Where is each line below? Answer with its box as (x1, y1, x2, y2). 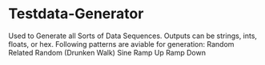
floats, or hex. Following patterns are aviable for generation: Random (8, 39, 235, 48)
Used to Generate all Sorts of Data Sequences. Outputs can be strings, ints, (8, 31, 258, 40)
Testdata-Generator (8, 5, 144, 23)
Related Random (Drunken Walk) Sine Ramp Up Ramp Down (8, 48, 207, 57)
